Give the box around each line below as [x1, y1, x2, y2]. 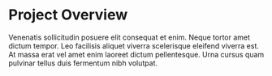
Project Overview [8, 6, 128, 24]
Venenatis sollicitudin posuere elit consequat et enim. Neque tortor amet [8, 32, 250, 42]
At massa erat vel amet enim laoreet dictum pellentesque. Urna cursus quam [8, 49, 265, 59]
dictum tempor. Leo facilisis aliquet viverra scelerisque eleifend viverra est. [8, 40, 260, 50]
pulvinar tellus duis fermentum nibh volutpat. [8, 58, 158, 68]
